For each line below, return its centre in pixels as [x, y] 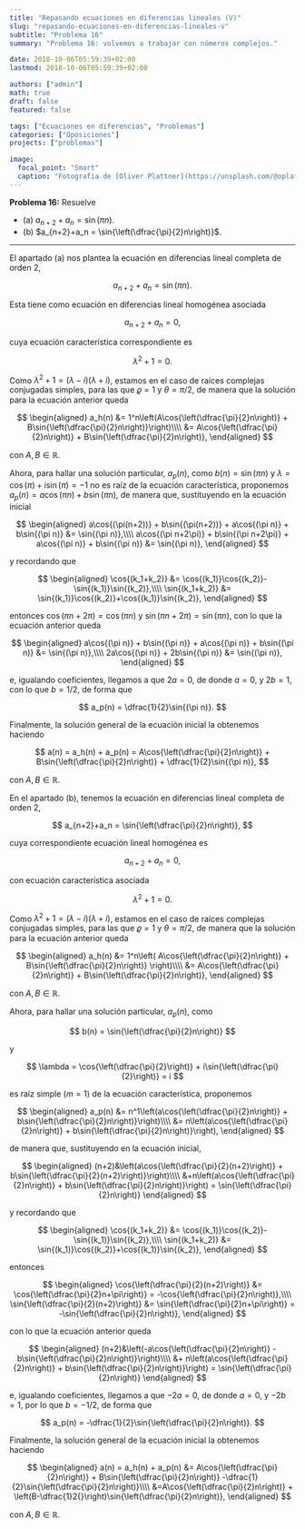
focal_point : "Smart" [59, 168]
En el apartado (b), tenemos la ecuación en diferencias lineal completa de [147, 798]
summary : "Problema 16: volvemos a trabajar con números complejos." [144, 43]
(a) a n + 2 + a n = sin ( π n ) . [69, 221]
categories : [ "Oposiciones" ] [64, 134]
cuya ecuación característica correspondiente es [101, 343]
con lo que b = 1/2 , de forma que [71, 690]
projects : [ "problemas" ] [56, 143]
